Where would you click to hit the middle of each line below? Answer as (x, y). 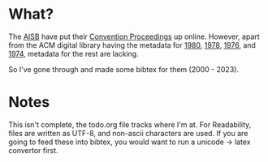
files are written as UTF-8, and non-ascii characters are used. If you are (128, 133)
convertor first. (33, 150)
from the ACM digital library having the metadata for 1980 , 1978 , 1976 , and (132, 45)
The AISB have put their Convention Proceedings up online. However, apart (134, 36)
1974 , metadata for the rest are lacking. (74, 53)
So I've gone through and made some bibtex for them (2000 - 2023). (124, 69)
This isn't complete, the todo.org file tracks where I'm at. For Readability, (130, 124)
